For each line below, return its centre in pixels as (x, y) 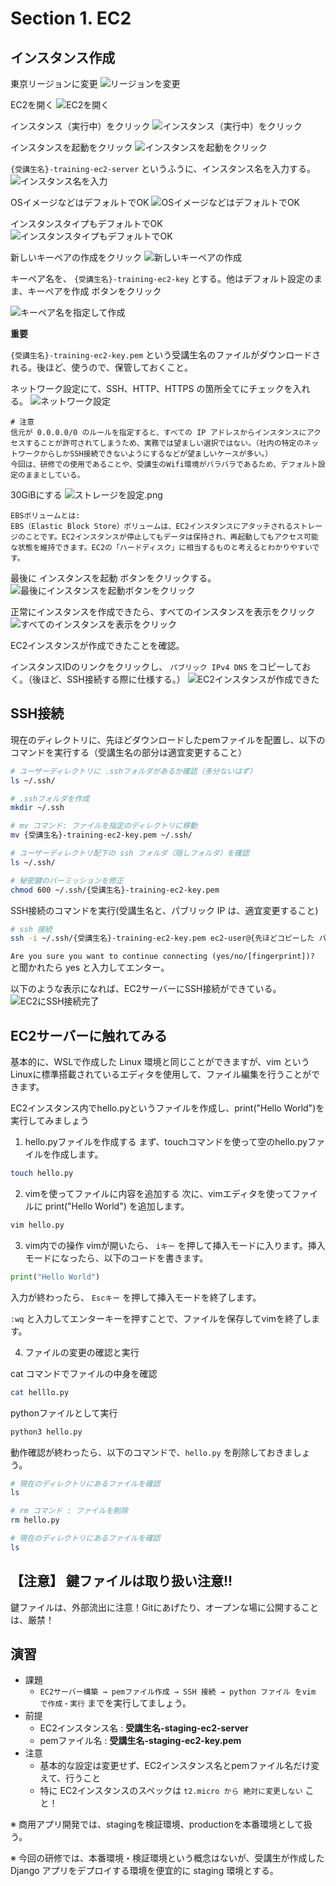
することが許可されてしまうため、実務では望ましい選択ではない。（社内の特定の (164, 443)
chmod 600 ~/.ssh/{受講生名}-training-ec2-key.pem (115, 890)
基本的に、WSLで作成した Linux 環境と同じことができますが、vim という (160, 1062)
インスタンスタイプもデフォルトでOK (86, 223)
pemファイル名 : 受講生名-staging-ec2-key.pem (140, 1741)
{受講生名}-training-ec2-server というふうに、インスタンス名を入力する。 (163, 168)
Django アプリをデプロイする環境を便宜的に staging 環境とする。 (144, 1871)
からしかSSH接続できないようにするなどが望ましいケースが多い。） (156, 454)
